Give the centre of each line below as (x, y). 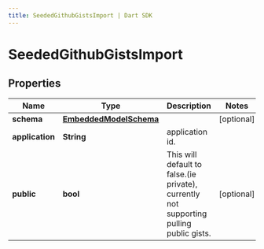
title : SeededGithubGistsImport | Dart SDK (81, 15)
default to (184, 164)
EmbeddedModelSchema (111, 119)
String (74, 136)
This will (181, 154)
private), (182, 184)
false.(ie (181, 174)
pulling (179, 223)
